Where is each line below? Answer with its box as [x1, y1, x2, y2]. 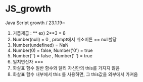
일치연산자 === [12, 58, 43, 64]
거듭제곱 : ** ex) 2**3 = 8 [12, 30, 66, 36]
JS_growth [5, 3, 52, 15]
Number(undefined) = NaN [12, 42, 69, 48]
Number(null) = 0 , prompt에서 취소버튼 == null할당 [12, 36, 117, 42]
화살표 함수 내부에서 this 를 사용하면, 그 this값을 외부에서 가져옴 [12, 71, 138, 77]
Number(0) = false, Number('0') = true [12, 47, 93, 53]
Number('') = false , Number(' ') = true [12, 52, 92, 58]
